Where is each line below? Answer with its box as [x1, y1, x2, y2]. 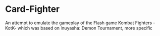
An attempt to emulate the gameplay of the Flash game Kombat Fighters [5, 20, 152, 26]
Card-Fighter [5, 3, 60, 15]
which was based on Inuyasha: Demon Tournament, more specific [17, 25, 153, 31]
